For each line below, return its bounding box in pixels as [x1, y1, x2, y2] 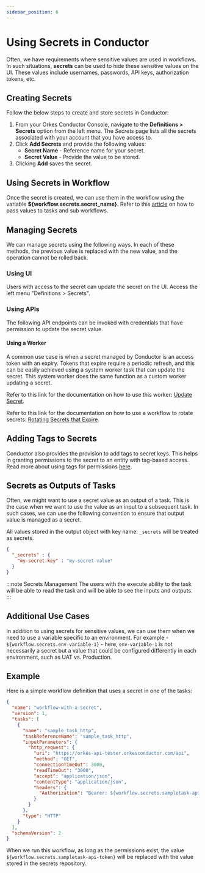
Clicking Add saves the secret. [15, 160, 93, 167]
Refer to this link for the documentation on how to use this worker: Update [6, 391, 192, 398]
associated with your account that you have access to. [15, 134, 153, 141]
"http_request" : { [28, 744, 75, 751]
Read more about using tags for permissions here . [6, 463, 132, 470]
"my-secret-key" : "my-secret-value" [17, 558, 113, 564]
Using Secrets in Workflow [6, 178, 110, 188]
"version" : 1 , [12, 711, 48, 717]
